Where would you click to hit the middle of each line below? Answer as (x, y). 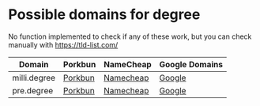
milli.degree (34, 78)
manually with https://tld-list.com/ (63, 44)
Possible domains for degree (104, 15)
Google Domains (191, 64)
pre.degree (33, 90)
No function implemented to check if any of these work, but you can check (130, 36)
